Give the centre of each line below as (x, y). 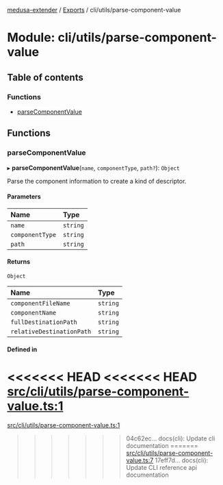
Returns (19, 262)
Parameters (24, 197)
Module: (31, 38)
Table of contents (45, 77)
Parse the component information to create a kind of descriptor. (97, 181)
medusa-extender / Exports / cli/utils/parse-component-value (94, 10)
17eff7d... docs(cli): (182, 460)
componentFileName (40, 303)
